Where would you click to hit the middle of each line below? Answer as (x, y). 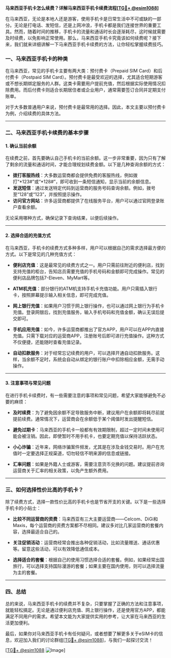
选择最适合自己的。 (42, 532)
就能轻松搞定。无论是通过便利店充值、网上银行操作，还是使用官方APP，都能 (85, 610)
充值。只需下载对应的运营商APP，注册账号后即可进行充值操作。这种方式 (88, 335)
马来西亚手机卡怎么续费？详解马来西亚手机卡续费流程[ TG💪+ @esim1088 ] (82, 8)
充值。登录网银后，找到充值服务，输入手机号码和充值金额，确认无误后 (86, 312)
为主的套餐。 (26, 572)
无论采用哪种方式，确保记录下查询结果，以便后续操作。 (63, 218)
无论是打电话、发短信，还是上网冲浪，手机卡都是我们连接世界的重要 (85, 25)
